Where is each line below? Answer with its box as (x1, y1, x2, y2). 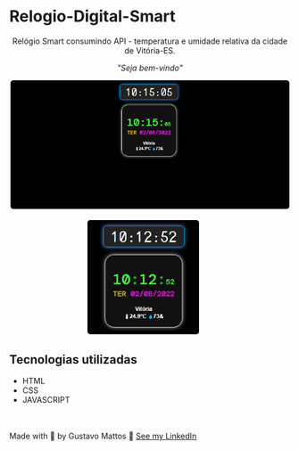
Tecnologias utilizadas (9, 352, 137, 367)
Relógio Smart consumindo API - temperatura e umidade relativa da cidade (12, 36, 288, 46)
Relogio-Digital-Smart (9, 6, 176, 27)
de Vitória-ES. (124, 45, 176, 55)
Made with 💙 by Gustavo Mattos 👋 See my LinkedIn (9, 430, 197, 441)
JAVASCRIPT (21, 394, 71, 405)
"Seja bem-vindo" (117, 62, 183, 73)
